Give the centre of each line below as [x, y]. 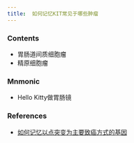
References [27, 116]
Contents [23, 38]
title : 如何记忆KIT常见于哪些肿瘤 [53, 14]
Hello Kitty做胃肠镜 [44, 98]
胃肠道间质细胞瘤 [42, 54]
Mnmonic [24, 81]
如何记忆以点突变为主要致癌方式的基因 [72, 132]
